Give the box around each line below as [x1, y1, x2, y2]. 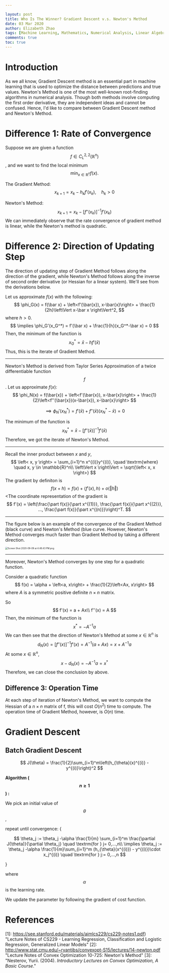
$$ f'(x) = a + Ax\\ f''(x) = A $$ [52, 607, 117, 613]
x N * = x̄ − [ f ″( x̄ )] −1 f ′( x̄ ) [62, 426, 107, 434]
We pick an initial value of [5, 800, 59, 806]
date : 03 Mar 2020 [5, 21, 44, 26]
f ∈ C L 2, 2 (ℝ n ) [70, 152, 99, 161]
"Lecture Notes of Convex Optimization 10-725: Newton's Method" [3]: [5, 952, 152, 958]
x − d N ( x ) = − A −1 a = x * [61, 659, 108, 667]
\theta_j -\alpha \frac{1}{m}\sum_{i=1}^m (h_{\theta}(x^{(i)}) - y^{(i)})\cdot [8, 846, 161, 852]
